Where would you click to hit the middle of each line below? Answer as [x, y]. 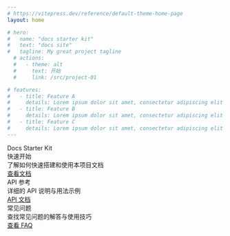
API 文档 [19, 199]
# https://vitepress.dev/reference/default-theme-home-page [95, 13]
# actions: [29, 58]
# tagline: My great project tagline [64, 52]
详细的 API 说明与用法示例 [44, 190]
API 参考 [19, 182]
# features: [24, 90]
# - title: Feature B [41, 109]
